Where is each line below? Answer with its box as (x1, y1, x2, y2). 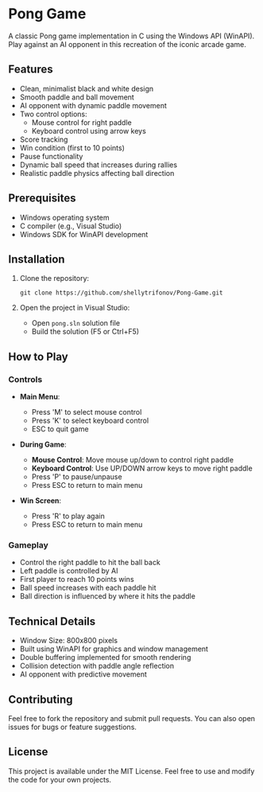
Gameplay (8, 539, 49, 550)
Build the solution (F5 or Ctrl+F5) (31, 327, 140, 337)
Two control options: (19, 109, 87, 119)
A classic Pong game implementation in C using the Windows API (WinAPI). (8, 31, 255, 41)
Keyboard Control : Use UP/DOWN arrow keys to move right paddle (31, 463, 253, 474)
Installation (8, 252, 65, 266)
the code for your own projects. (8, 774, 112, 784)
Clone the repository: (19, 274, 90, 283)
